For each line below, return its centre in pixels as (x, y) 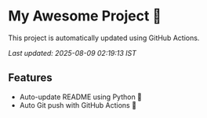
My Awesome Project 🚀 (85, 16)
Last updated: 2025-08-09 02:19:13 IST (73, 53)
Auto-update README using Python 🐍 (81, 97)
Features (30, 78)
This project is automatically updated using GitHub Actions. (104, 38)
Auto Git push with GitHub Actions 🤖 (78, 105)
